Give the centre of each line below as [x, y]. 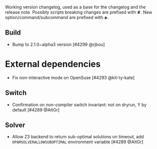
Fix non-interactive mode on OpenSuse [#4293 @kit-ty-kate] [73, 77]
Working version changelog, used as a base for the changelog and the [75, 7]
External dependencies [53, 64]
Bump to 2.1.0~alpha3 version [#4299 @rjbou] [59, 44]
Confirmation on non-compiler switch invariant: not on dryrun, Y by [79, 105]
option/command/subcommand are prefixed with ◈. [57, 17]
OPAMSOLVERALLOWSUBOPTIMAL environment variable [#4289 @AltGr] [78, 142]
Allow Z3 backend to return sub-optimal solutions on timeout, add [78, 137]
